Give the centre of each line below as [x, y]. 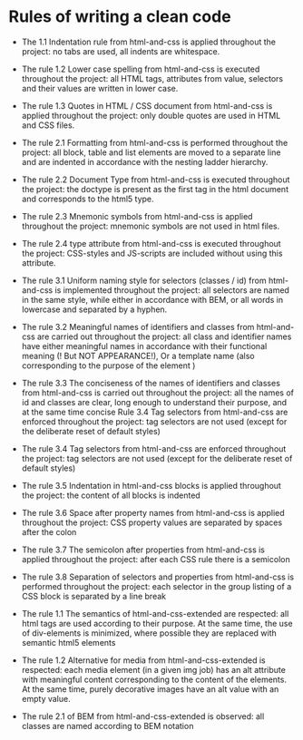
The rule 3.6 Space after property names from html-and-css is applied [153, 512]
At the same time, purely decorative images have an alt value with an [150, 689]
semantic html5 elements [68, 642]
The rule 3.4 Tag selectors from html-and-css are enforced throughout [154, 448]
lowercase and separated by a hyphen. [94, 309]
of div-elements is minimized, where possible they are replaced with [149, 633]
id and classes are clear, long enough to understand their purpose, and [154, 402]
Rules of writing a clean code [120, 17]
